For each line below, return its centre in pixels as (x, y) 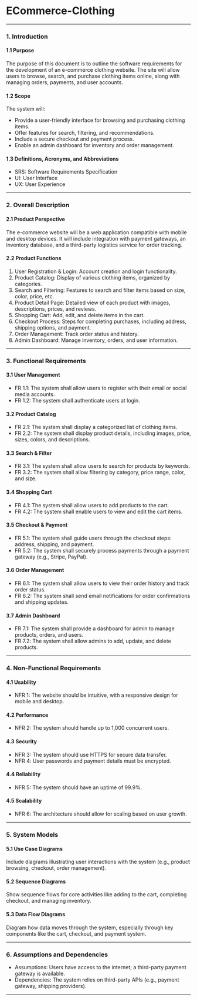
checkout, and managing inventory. (49, 901)
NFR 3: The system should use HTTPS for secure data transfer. (91, 754)
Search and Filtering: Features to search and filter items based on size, (100, 290)
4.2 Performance (27, 715)
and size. (26, 478)
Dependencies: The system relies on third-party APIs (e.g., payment (97, 980)
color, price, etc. (34, 296)
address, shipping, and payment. (54, 544)
